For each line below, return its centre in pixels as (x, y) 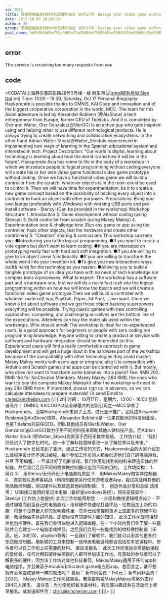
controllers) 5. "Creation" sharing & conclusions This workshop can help (79, 235)
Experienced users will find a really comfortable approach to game (73, 346)
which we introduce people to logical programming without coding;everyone (83, 167)
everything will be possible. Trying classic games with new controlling (76, 309)
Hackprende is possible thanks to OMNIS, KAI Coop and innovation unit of (81, 104)
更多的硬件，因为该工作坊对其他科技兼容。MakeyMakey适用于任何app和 (83, 560)
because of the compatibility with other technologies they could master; (78, 356)
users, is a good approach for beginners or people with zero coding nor (78, 330)
